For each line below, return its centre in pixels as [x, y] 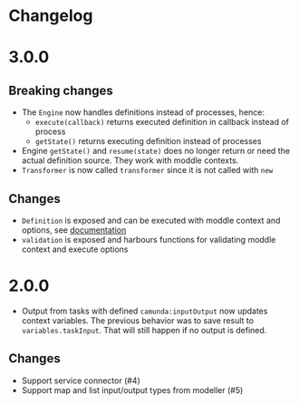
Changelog [51, 16]
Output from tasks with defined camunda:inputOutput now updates [145, 311]
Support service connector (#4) [81, 380]
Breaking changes [61, 90]
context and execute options [75, 249]
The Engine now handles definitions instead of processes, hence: [143, 112]
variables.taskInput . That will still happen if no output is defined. [144, 330]
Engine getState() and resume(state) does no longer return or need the [156, 151]
